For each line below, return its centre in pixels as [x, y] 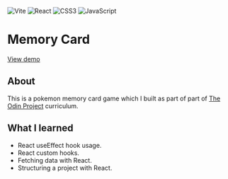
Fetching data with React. [55, 160]
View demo [24, 59]
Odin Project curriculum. [43, 105]
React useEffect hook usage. [59, 145]
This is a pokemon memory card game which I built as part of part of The [114, 98]
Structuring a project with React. [65, 168]
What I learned [40, 128]
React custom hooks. [49, 153]
